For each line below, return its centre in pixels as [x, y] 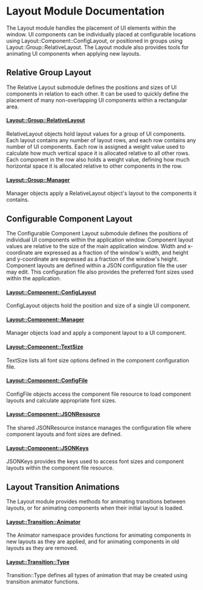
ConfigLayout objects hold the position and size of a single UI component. [98, 306]
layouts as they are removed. [42, 548]
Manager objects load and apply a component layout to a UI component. [96, 333]
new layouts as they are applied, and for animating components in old [93, 542]
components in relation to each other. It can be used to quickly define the [98, 93]
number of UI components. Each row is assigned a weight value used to [96, 146]
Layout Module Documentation [85, 11]
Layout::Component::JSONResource [53, 414]
